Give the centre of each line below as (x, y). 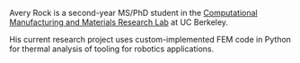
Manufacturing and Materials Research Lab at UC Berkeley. (119, 22)
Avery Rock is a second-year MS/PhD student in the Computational (133, 13)
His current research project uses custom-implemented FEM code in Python (150, 39)
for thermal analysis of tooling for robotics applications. (111, 49)
